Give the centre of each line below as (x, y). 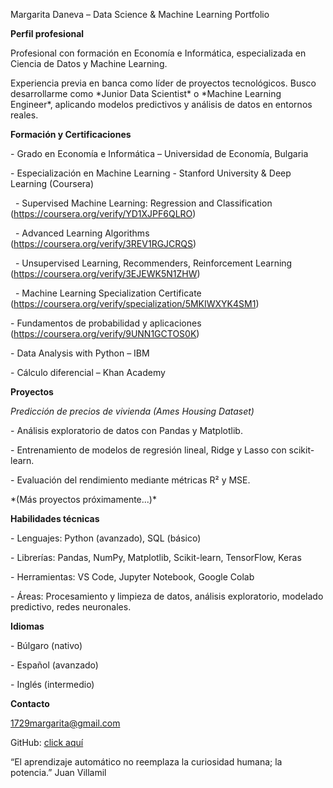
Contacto (30, 703)
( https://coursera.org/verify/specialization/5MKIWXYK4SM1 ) (135, 303)
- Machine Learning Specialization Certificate (108, 293)
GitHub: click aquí (47, 742)
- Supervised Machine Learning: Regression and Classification (143, 203)
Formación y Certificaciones (71, 134)
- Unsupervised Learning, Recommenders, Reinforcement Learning (153, 263)
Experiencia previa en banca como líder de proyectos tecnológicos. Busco (163, 83)
